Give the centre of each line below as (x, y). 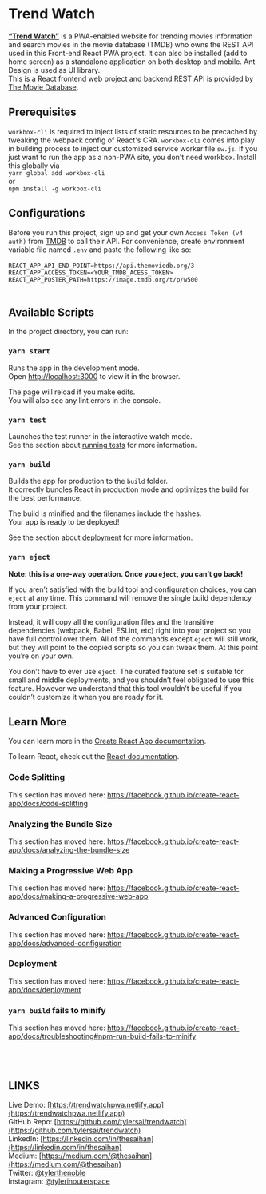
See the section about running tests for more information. (103, 445)
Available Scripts (51, 312)
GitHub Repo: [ (33, 1121)
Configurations (47, 213)
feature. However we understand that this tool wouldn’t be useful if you (125, 688)
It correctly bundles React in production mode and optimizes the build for (129, 489)
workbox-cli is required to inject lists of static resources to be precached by (133, 131)
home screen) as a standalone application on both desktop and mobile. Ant (132, 62)
